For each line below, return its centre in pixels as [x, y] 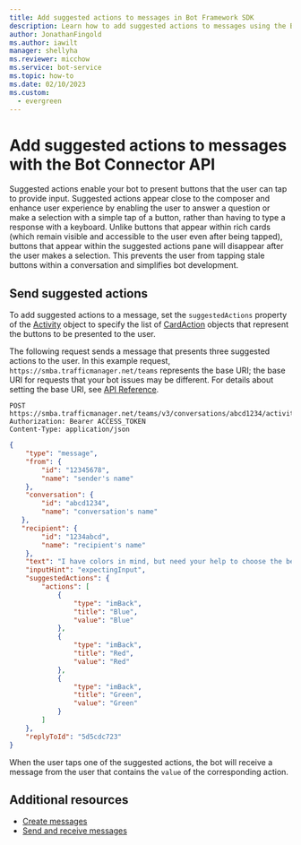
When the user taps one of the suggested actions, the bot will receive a [141, 762]
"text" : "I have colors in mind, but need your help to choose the [154, 562]
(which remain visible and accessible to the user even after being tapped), [146, 237]
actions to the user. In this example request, [90, 361]
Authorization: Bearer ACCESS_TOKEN [77, 422]
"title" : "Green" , [107, 695]
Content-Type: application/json [69, 430]
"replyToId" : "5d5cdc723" [74, 737]
